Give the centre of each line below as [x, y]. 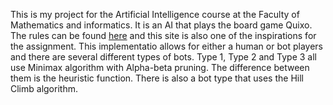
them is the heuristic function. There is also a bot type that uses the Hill [157, 78]
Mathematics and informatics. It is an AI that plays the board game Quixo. [161, 25]
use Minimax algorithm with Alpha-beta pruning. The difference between [160, 67]
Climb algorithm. [44, 88]
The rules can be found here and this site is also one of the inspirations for [163, 35]
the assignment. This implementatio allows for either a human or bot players [166, 46]
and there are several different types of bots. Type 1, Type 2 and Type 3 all [163, 57]
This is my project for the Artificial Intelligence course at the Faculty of [155, 14]
